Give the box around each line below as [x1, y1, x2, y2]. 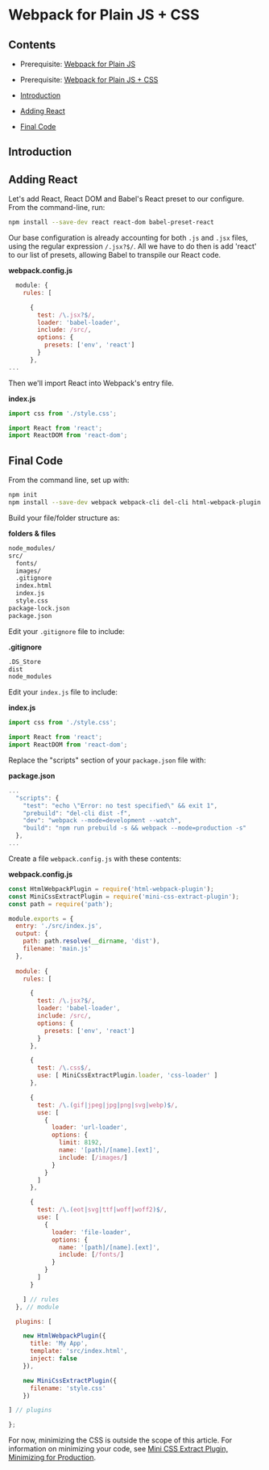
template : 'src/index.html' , [29, 1347, 128, 1355]
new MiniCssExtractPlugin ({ [23, 1376, 117, 1384]
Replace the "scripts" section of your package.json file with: [8, 755, 207, 765]
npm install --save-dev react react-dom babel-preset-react [8, 218, 215, 227]
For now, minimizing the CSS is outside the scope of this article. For [8, 1435, 233, 1445]
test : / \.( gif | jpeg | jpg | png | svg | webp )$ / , [37, 1101, 179, 1109]
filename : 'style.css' [29, 1384, 106, 1392]
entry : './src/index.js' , [15, 922, 103, 930]
